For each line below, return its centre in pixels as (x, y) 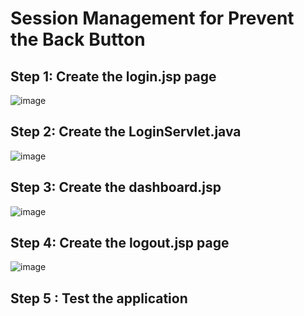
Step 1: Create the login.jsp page (113, 76)
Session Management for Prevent (152, 18)
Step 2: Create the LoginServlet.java (126, 132)
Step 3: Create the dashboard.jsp (116, 187)
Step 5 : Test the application (99, 298)
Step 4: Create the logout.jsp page (120, 243)
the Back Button (78, 39)
